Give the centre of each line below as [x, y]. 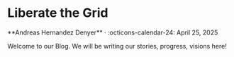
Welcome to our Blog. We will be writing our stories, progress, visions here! [117, 46]
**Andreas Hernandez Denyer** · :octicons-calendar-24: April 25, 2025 [113, 32]
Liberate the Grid [58, 13]
